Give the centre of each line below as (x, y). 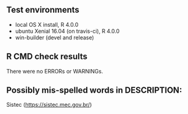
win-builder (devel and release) (55, 37)
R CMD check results (47, 57)
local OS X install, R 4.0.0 (47, 24)
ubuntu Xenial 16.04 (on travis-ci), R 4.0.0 (67, 31)
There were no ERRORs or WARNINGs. (55, 71)
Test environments (43, 10)
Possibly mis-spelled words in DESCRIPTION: (94, 90)
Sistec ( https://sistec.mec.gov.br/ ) (49, 105)
